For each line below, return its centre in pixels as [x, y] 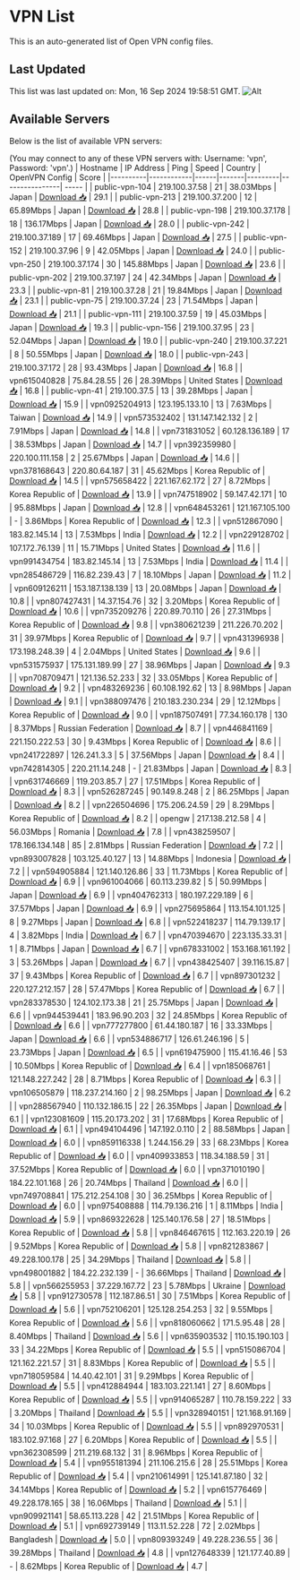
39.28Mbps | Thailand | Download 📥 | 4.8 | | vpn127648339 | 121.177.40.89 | [150, 1552]
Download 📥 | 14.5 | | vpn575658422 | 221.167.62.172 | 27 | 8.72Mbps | [140, 480]
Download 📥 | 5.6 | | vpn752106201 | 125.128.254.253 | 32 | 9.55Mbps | [141, 1309]
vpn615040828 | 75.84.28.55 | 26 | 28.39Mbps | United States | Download [146, 380]
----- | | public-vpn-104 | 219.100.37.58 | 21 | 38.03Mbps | [170, 186]
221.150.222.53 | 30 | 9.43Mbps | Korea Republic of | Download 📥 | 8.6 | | [146, 742]
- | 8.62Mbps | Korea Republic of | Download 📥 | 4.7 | [108, 1566]
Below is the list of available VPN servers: [86, 141]
